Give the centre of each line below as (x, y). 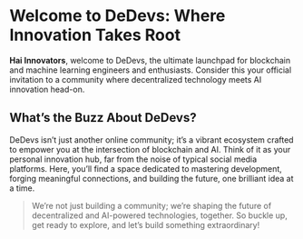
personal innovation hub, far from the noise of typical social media (133, 159)
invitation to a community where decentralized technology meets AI (136, 79)
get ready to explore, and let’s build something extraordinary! (146, 224)
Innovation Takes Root (95, 35)
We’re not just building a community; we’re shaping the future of (151, 205)
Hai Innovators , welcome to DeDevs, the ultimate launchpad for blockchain (150, 60)
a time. (22, 188)
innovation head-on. (47, 89)
